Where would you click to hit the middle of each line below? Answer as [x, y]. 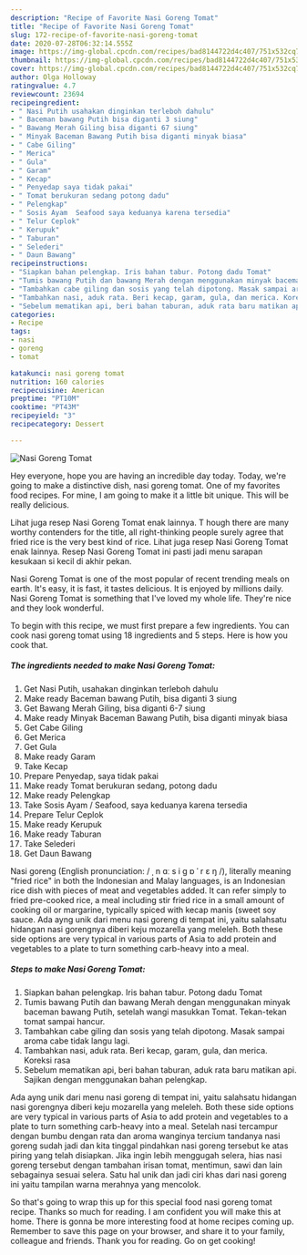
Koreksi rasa [47, 1060]
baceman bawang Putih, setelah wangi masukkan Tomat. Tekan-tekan [155, 1012]
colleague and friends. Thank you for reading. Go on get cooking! [133, 1240]
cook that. [29, 644]
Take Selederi [49, 843]
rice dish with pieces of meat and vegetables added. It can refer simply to [148, 890]
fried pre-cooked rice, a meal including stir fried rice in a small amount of [148, 900]
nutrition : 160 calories [57, 382]
